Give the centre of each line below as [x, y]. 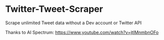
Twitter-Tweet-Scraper [54, 9]
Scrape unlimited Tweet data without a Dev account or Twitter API [73, 23]
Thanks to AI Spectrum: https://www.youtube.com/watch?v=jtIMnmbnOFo [82, 32]
